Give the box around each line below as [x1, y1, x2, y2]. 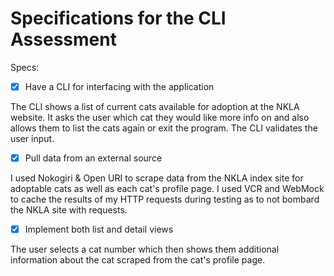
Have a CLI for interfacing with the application [24, 80, 215, 92]
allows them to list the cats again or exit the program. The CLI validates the [10, 122, 318, 134]
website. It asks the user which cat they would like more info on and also [10, 112, 310, 123]
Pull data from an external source [24, 152, 163, 164]
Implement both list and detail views [24, 223, 174, 236]
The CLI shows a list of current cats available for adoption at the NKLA [10, 101, 300, 112]
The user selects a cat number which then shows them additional [10, 243, 280, 256]
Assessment [10, 28, 117, 51]
